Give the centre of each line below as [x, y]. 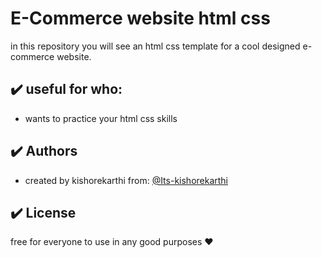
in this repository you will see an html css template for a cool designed [155, 46]
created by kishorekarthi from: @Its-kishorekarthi [126, 180]
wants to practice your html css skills [101, 118]
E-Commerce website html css [140, 18]
